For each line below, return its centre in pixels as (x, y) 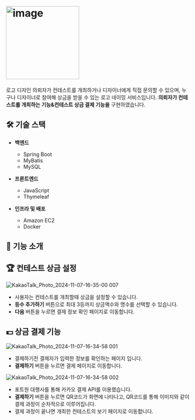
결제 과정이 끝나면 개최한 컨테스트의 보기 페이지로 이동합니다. (84, 411)
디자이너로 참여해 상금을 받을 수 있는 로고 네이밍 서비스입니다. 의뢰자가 (97, 97)
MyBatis (33, 160)
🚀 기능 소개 (25, 246)
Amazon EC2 (39, 220)
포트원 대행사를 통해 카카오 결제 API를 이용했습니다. (73, 389)
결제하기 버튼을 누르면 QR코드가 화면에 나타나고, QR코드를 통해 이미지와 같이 (102, 397)
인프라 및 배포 (30, 209)
